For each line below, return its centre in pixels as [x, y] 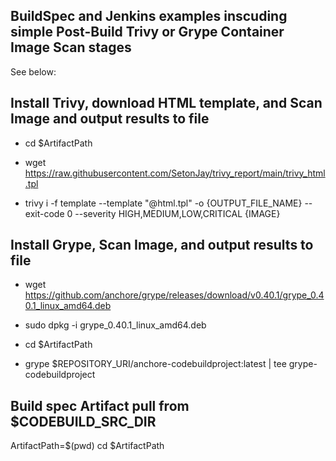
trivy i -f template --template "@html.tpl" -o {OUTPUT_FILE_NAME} [163, 203]
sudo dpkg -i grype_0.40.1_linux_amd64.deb [115, 325]
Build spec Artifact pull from [100, 405]
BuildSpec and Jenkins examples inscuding [149, 16]
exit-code [44, 213]
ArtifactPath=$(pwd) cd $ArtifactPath [87, 446]
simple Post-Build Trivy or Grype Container [147, 32]
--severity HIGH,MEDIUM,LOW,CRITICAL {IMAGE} [177, 213]
